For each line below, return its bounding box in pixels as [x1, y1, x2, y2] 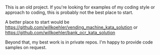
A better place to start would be [5, 19, 70, 25]
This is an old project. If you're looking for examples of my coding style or [5, 4, 156, 10]
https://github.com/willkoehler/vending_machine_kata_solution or [5, 24, 138, 30]
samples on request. [5, 45, 47, 50]
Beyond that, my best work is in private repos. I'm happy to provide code [5, 39, 153, 45]
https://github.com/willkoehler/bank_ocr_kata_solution [5, 30, 116, 35]
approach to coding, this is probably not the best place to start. [5, 9, 133, 15]
